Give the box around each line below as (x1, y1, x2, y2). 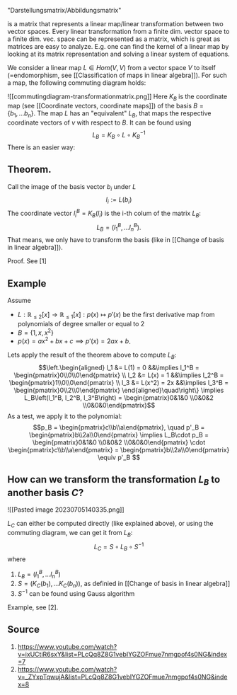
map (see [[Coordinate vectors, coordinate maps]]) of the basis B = (7, 101, 204, 110)
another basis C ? (7, 486, 84, 498)
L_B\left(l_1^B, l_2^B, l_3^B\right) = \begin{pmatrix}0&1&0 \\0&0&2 (23, 394, 214, 402)
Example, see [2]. (7, 603, 59, 611)
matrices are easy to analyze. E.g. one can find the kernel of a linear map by (7, 42, 229, 50)
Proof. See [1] (7, 257, 47, 265)
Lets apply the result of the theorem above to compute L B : (7, 350, 177, 361)
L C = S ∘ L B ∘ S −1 (93, 541, 144, 553)
